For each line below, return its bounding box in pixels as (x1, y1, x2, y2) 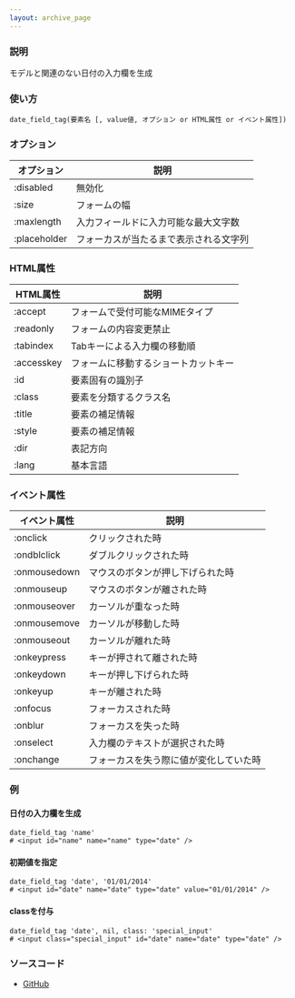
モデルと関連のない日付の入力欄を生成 (9, 67, 152, 78)
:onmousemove (14, 617, 80, 630)
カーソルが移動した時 (88, 618, 180, 630)
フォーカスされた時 (88, 702, 171, 715)
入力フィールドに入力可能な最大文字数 (75, 216, 241, 228)
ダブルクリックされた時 (88, 549, 189, 562)
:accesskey (14, 356, 63, 368)
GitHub (22, 978, 50, 989)
